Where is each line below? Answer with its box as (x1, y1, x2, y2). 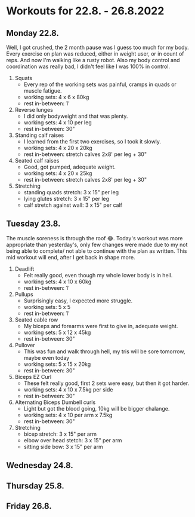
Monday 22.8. (6, 28, 60, 38)
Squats (14, 75, 33, 81)
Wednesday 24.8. (6, 460, 73, 470)
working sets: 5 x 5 (23, 303, 71, 310)
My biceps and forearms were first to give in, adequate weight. (23, 322, 178, 329)
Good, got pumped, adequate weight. (23, 163, 116, 170)
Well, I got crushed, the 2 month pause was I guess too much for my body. (6, 44, 189, 51)
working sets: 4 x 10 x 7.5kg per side (23, 386, 113, 393)
